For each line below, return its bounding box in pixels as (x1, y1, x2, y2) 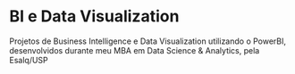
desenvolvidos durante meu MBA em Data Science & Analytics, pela (9, 45, 260, 55)
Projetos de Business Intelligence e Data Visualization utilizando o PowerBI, (9, 36, 287, 46)
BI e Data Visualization (9, 6, 180, 27)
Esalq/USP (9, 54, 49, 65)
